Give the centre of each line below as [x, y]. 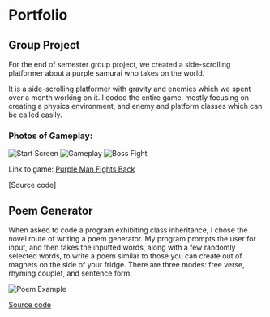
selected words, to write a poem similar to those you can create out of [125, 256]
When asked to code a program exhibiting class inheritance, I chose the [128, 230]
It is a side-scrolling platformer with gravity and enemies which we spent [130, 89]
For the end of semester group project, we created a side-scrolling [120, 64]
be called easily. [35, 115]
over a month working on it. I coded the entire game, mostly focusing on [129, 98]
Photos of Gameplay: [51, 136]
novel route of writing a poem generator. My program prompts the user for [133, 239]
